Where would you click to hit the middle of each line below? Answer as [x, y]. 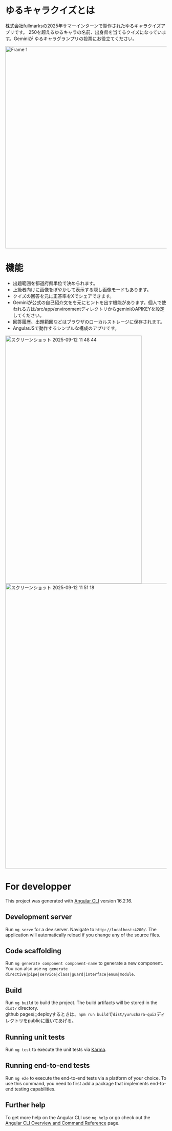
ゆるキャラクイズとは [50, 11]
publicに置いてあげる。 [52, 1021]
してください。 [28, 315]
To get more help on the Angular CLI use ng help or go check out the [78, 1117]
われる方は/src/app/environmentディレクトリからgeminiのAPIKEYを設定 [89, 309]
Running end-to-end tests [48, 1066]
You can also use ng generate [37, 969]
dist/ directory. [22, 1008]
